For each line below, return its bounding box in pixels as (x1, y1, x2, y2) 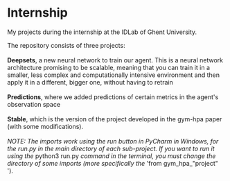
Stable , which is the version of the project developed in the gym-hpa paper (7, 114, 222, 123)
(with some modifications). (7, 122, 84, 130)
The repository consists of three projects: (7, 41, 126, 49)
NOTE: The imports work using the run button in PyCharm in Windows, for (7, 137, 219, 145)
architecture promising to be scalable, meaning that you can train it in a (7, 63, 210, 71)
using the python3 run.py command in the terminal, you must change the (7, 151, 216, 160)
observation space (7, 100, 61, 108)
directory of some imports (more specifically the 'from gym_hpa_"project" (7, 159, 218, 167)
